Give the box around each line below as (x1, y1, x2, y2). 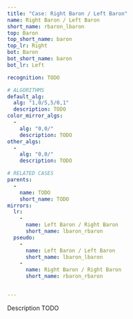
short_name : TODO (19, 195, 70, 203)
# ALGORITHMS (7, 86, 45, 93)
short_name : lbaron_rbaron (25, 228, 103, 235)
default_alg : (7, 93, 45, 100)
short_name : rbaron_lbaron (7, 23, 85, 30)
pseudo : (13, 234, 36, 241)
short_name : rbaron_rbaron (25, 273, 103, 280)
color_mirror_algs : (7, 112, 63, 120)
